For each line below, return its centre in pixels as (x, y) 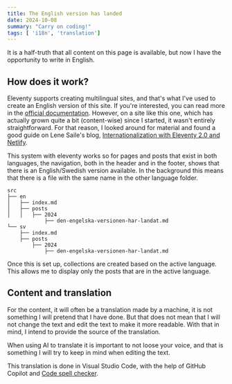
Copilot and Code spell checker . (53, 373)
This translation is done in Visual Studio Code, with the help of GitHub (107, 366)
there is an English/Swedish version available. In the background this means (115, 171)
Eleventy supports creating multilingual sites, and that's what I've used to (111, 98)
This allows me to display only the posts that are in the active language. (109, 271)
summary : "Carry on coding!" (49, 26)
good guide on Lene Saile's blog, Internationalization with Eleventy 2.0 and (114, 135)
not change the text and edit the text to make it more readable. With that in (113, 324)
